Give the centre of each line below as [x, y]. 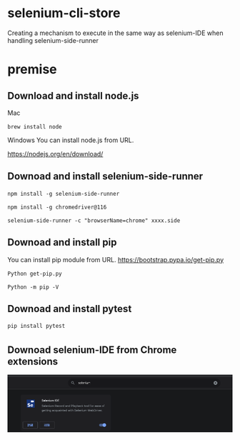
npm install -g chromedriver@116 [57, 207]
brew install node [35, 126]
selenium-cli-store [64, 13]
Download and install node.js [73, 95]
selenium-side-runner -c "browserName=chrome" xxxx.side [94, 220]
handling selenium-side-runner [53, 40]
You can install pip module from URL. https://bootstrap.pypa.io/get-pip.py [116, 259]
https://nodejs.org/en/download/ [55, 154]
